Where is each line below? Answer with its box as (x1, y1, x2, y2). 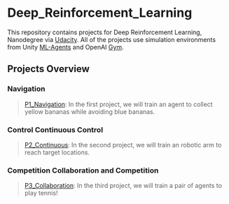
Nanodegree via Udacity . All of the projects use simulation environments (7, 35, 216, 43)
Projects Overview (7, 63, 90, 75)
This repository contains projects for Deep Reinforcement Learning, (7, 28, 202, 36)
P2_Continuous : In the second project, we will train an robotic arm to (24, 140, 222, 149)
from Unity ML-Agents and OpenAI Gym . (7, 43, 124, 51)
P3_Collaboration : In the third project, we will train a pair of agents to (24, 182, 223, 190)
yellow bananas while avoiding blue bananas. (24, 107, 155, 116)
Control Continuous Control (7, 124, 104, 134)
